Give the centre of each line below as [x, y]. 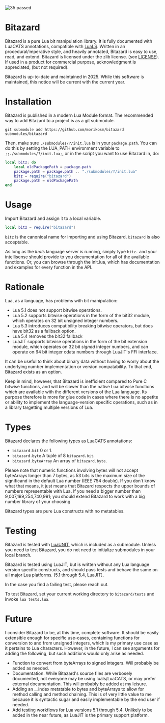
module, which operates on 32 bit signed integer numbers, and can [80, 347]
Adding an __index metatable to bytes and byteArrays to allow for [78, 689]
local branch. [18, 555]
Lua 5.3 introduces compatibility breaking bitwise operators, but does [82, 325]
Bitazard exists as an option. [34, 372]
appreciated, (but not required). [37, 67]
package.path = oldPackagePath [46, 181]
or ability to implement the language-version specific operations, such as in [82, 402]
